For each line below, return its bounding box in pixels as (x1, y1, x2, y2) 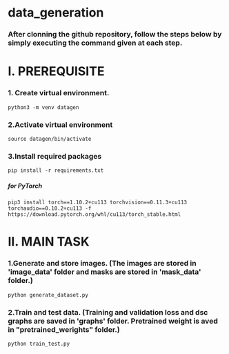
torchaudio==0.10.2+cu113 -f (8, 205, 92, 212)
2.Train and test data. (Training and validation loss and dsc (8, 307, 208, 317)
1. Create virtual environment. (8, 88, 110, 98)
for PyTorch (8, 181, 43, 190)
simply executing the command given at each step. (8, 38, 183, 48)
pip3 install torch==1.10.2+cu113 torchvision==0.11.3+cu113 (8, 199, 188, 206)
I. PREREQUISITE (8, 63, 105, 79)
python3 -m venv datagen (8, 104, 79, 111)
